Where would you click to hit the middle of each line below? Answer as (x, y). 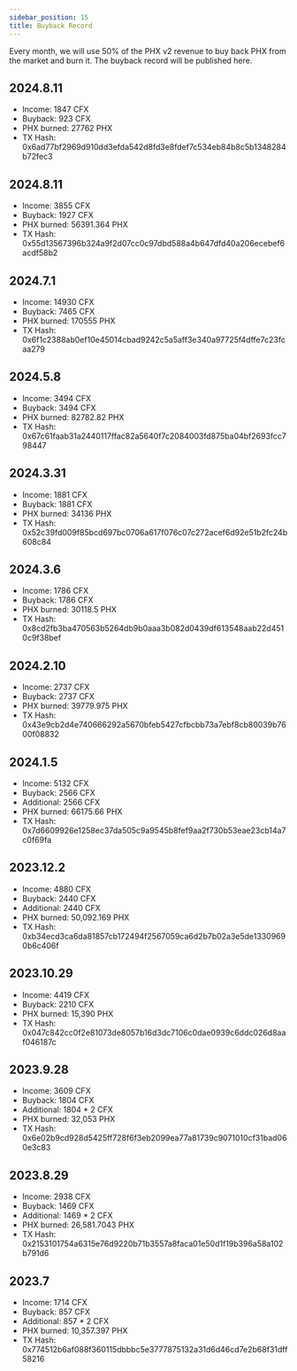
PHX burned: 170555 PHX (69, 321)
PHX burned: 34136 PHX (67, 513)
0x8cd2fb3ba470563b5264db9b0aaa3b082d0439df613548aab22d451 (153, 628)
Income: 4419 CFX (56, 994)
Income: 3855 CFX (56, 206)
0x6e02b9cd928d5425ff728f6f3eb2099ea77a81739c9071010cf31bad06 (154, 1138)
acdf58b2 (40, 253)
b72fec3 (37, 157)
